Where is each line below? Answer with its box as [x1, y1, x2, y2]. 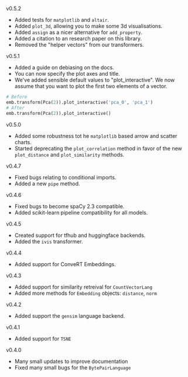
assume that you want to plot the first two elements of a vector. [14, 83, 168, 90]
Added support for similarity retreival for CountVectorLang [14, 283, 153, 290]
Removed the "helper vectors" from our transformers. [14, 41, 145, 48]
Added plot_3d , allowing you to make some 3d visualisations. [14, 23, 163, 29]
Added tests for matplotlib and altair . [14, 16, 110, 23]
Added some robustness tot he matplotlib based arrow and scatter [14, 132, 177, 140]
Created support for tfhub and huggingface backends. [14, 232, 146, 239]
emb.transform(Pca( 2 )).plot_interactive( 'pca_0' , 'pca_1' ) [6, 99, 153, 105]
